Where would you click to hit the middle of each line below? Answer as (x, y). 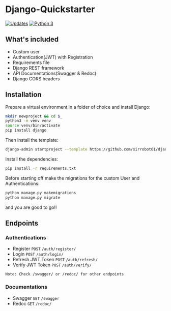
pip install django (26, 131)
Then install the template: (32, 140)
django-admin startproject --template (46, 149)
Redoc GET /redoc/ (32, 303)
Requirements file (31, 63)
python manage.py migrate (33, 197)
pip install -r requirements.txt (41, 168)
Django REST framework (38, 68)
